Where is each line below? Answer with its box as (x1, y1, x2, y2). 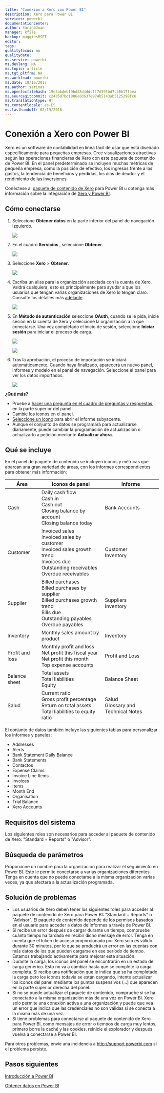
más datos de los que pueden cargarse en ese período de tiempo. (12, 948, 145, 954)
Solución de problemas (5, 893, 77, 902)
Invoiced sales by (41, 534, 82, 541)
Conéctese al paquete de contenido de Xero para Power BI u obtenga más (5, 185, 155, 191)
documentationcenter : (5, 21, 49, 26)
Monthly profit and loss (41, 643, 94, 650)
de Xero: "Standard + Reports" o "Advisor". (5, 836, 92, 842)
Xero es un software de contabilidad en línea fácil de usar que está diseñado (5, 144, 159, 150)
